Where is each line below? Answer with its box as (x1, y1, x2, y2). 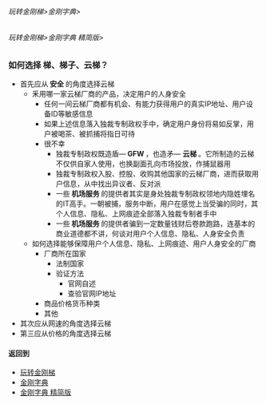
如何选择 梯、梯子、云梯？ (8, 59, 109, 70)
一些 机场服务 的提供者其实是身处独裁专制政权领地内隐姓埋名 (55, 189, 256, 199)
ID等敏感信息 (50, 109, 93, 119)
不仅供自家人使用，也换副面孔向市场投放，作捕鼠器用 (55, 159, 232, 168)
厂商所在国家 (43, 249, 86, 259)
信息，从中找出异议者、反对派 (62, 179, 161, 188)
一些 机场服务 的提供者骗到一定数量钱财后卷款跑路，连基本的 (55, 219, 256, 228)
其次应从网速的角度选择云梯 (19, 319, 112, 328)
